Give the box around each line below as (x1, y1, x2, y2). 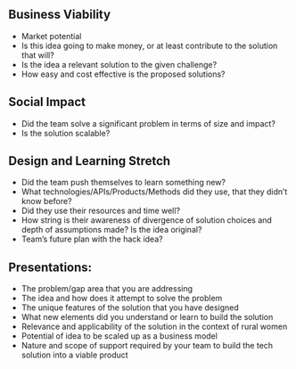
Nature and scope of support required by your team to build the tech (21, 340, 274, 351)
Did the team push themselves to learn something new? (21, 177, 226, 188)
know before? (21, 196, 72, 207)
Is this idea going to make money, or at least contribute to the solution (21, 40, 278, 51)
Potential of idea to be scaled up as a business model (21, 331, 218, 341)
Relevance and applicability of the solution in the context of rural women (21, 321, 288, 332)
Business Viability (8, 7, 111, 22)
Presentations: (8, 259, 93, 275)
